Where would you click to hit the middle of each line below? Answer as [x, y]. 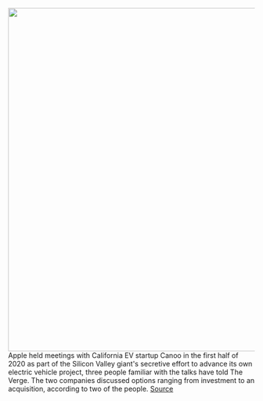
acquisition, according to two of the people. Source [91, 389]
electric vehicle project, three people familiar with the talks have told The [126, 372]
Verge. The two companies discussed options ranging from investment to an [131, 380]
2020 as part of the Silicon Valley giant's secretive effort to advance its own [130, 364]
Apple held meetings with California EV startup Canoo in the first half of [123, 355]
